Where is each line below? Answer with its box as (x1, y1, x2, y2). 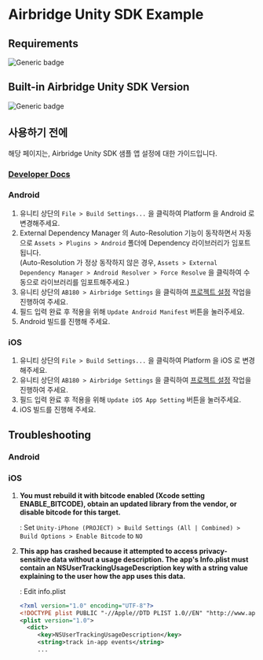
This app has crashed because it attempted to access (19, 546, 198, 555)
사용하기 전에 (8, 126, 68, 139)
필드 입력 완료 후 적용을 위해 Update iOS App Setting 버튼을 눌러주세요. (19, 395, 242, 404)
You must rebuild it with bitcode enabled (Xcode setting (19, 490, 206, 500)
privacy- (199, 546, 228, 555)
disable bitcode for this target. (19, 507, 121, 517)
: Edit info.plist (19, 586, 66, 595)
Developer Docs (8, 168, 71, 179)
